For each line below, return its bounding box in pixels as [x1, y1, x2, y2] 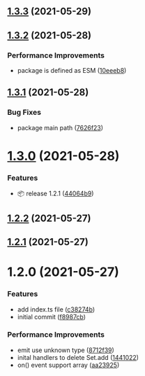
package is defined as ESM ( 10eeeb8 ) [17, 67, 127, 75]
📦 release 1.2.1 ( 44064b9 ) [17, 189, 94, 198]
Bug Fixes [7, 108, 42, 118]
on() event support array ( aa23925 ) [17, 361, 120, 369]
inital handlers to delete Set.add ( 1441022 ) [17, 353, 139, 361]
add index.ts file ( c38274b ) [17, 305, 96, 314]
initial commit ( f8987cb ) [17, 312, 86, 321]
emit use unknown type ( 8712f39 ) [17, 346, 115, 354]
